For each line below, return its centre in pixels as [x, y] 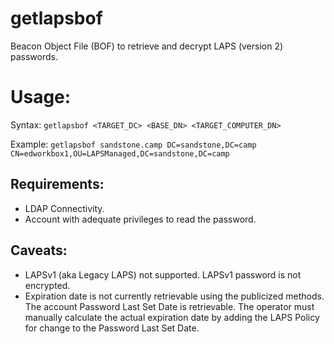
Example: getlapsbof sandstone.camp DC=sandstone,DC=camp [133, 144]
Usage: [41, 97]
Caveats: [39, 250]
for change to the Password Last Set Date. [112, 328]
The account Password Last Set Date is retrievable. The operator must [169, 306]
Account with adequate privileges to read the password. [140, 219]
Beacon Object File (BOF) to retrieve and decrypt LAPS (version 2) [147, 46]
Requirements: [57, 184]
